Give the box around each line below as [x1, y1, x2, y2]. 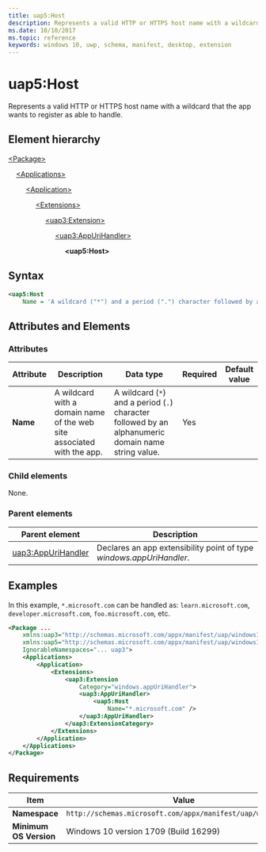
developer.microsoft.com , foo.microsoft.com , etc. [8, 608, 170, 618]
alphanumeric [113, 427, 165, 438]
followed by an [113, 417, 169, 428]
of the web [54, 417, 95, 428]
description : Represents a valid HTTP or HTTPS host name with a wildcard [8, 19, 260, 27]
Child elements [8, 470, 68, 482]
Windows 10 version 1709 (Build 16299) [66, 826, 220, 837]
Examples [8, 579, 58, 593]
